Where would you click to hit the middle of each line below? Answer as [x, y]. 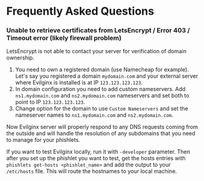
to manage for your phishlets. [43, 140]
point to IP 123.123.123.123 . [50, 102]
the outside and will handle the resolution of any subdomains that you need [101, 133]
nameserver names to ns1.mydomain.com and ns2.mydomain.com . [94, 115]
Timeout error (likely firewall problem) [64, 38]
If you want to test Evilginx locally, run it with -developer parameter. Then [98, 152]
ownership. [20, 58]
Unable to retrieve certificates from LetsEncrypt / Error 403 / [98, 31]
